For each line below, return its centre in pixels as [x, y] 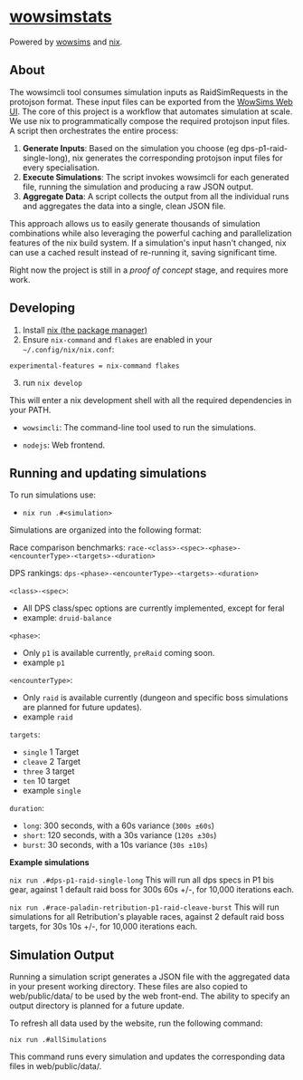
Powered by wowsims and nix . [66, 42]
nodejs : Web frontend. [64, 445]
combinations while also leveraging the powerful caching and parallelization [151, 233]
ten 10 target [46, 781]
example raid [48, 717]
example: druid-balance [67, 618]
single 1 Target [51, 752]
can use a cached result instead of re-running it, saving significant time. [143, 252]
